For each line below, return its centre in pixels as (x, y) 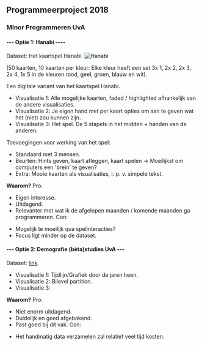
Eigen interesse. (35, 197)
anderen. (27, 130)
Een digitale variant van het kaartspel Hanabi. (63, 86)
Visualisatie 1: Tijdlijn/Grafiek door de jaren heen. (77, 274)
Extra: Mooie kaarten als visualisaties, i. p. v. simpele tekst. (89, 173)
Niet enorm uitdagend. (43, 311)
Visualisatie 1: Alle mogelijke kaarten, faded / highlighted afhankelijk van (106, 98)
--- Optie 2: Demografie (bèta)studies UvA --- (66, 249)
